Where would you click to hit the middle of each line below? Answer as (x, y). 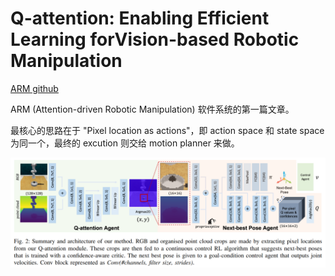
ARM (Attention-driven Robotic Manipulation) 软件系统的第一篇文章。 (152, 109)
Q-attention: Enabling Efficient (140, 18)
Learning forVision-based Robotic (155, 39)
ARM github (34, 88)
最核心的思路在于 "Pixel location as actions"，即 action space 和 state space (167, 130)
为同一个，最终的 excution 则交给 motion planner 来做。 (125, 143)
